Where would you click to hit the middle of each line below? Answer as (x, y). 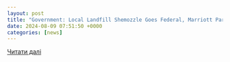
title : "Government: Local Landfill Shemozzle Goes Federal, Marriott (110, 20)
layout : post (26, 13)
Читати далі (24, 52)
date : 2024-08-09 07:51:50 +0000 (55, 26)
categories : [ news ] (35, 32)
